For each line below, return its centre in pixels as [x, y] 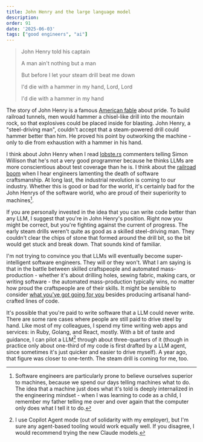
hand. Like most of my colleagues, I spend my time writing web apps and [97, 325]
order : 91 [19, 23]
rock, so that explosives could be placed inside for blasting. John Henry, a [98, 123]
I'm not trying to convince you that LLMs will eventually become [85, 256]
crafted [15, 301]
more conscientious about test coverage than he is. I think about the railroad [101, 167]
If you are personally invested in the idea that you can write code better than [101, 212]
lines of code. [42, 301]
